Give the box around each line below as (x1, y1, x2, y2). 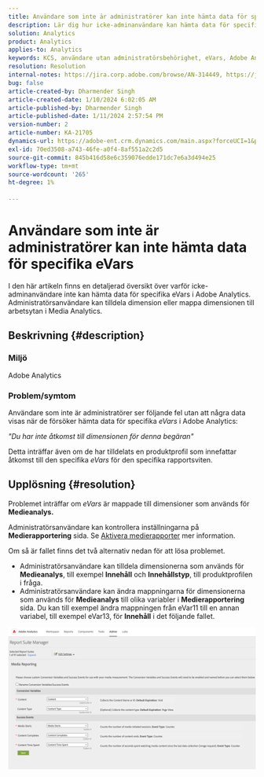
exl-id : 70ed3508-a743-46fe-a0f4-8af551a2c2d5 (8, 145, 163, 153)
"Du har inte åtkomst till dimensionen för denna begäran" (8, 431, 194, 440)
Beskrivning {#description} (8, 329, 145, 342)
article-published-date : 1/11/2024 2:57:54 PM (8, 112, 163, 120)
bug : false (8, 79, 44, 87)
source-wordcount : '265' (8, 170, 90, 179)
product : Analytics (8, 38, 72, 46)
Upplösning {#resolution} (8, 478, 136, 492)
